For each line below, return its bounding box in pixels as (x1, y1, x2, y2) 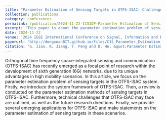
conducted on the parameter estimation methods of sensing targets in (5, 89, 148, 95)
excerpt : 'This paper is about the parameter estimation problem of (5, 26, 149, 31)
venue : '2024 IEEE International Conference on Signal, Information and (5, 35, 158, 40)
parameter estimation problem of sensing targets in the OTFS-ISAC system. (5, 79, 159, 84)
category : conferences (5, 16, 52, 21)
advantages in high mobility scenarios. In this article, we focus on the (5, 73, 146, 79)
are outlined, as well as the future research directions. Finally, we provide (5, 99, 154, 105)
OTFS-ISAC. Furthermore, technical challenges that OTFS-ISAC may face (5, 94, 154, 100)
